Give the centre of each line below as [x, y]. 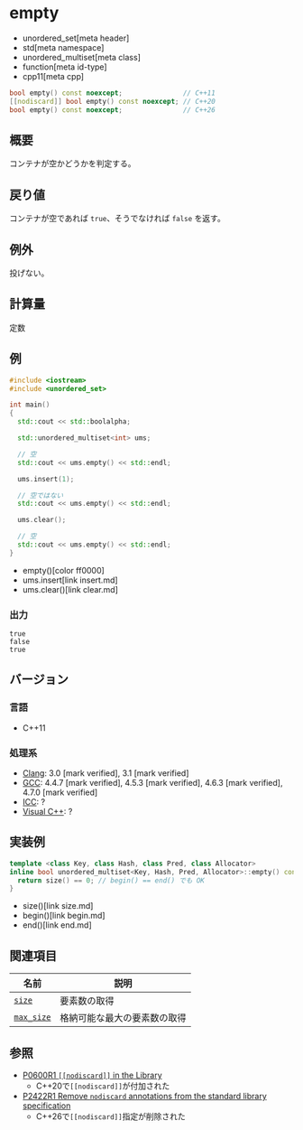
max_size [32, 1018]
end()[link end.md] [57, 925]
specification [46, 1106]
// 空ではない [41, 495]
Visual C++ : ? [47, 812]
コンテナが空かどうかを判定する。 [73, 163]
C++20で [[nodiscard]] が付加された [103, 1086]
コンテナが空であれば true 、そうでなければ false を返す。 [117, 219]
